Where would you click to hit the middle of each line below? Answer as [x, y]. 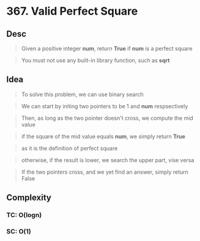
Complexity [29, 198]
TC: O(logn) [24, 215]
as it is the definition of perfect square [69, 148]
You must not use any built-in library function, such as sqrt [95, 60]
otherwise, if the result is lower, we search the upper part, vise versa [108, 160]
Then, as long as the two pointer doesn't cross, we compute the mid [107, 118]
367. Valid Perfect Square [72, 11]
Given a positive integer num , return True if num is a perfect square [107, 48]
